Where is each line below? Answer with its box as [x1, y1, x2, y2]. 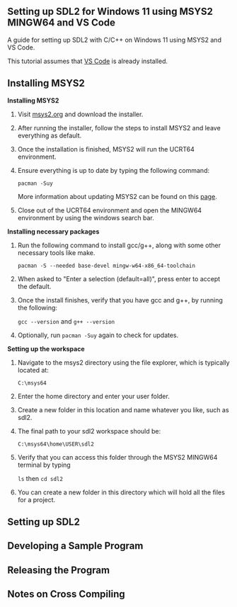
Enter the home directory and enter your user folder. [17, 392, 170, 400]
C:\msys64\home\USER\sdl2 [17, 441, 94, 448]
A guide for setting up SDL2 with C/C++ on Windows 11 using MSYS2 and [7, 35, 221, 44]
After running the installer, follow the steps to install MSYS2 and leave [17, 123, 221, 132]
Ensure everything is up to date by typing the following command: [17, 166, 210, 174]
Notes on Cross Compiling [7, 588, 125, 601]
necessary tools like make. [17, 248, 96, 257]
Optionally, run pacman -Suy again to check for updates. [17, 331, 179, 339]
